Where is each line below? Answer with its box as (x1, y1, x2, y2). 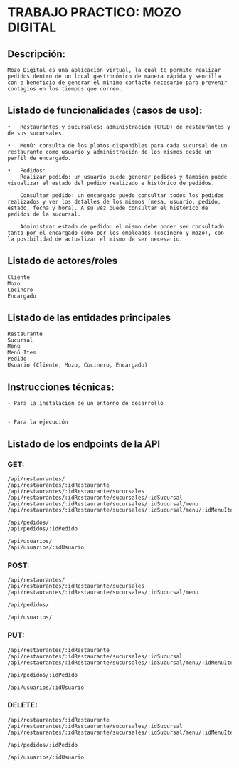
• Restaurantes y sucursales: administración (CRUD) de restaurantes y (7, 123, 231, 130)
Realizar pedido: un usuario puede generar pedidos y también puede (20, 173, 228, 180)
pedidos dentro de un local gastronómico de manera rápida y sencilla (7, 73, 221, 80)
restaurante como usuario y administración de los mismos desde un (7, 148, 212, 155)
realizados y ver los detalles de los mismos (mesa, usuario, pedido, (7, 198, 221, 205)
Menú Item (7, 349, 37, 357)
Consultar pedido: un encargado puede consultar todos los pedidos (20, 191, 224, 199)
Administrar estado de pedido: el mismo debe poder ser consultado (20, 223, 224, 230)
